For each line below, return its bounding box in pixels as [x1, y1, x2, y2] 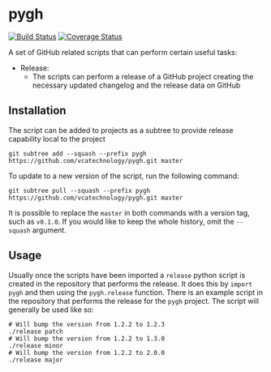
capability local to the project [8, 134, 105, 143]
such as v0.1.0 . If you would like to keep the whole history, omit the [8, 216, 234, 226]
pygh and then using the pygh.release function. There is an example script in [8, 287, 264, 297]
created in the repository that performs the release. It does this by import [8, 279, 253, 289]
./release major [8, 356, 63, 364]
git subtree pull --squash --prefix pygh [8, 186, 151, 195]
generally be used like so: [8, 305, 95, 314]
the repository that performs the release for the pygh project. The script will [8, 296, 260, 306]
